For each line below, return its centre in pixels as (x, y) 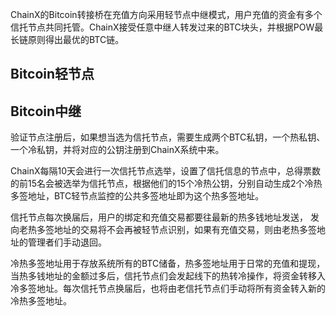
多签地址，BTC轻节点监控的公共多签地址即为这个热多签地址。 (137, 196)
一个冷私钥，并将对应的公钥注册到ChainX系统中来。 (117, 150)
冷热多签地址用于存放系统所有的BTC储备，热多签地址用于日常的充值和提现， (168, 264)
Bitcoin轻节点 (52, 74)
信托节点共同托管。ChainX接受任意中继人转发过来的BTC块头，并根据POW (162, 27)
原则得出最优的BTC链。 (76, 39)
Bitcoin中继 (46, 111)
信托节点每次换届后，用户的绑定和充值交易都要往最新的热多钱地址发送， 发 (165, 217)
